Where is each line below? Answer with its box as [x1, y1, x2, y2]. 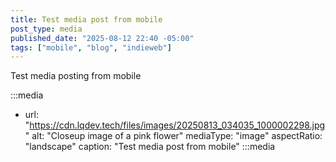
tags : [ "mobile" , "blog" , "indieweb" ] [10, 42, 172, 53]
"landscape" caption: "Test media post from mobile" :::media [24, 141, 276, 153]
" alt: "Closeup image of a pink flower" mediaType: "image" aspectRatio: [24, 130, 323, 142]
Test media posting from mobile [10, 70, 142, 82]
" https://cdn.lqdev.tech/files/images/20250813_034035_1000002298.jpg [24, 119, 326, 131]
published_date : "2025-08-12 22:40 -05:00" [10, 33, 195, 43]
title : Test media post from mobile [10, 14, 163, 25]
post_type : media [10, 24, 83, 34]
